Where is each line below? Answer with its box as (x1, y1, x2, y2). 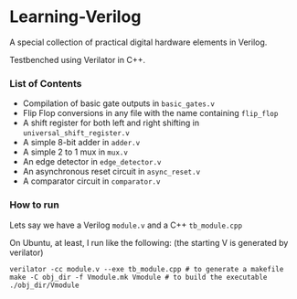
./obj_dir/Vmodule (9, 281, 80, 290)
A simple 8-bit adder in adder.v (22, 137, 141, 148)
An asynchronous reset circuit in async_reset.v (22, 166, 201, 177)
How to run (9, 198, 59, 211)
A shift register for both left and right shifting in (22, 117, 199, 129)
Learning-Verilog (9, 6, 142, 27)
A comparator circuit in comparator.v (22, 176, 161, 187)
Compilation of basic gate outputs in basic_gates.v (22, 98, 215, 109)
